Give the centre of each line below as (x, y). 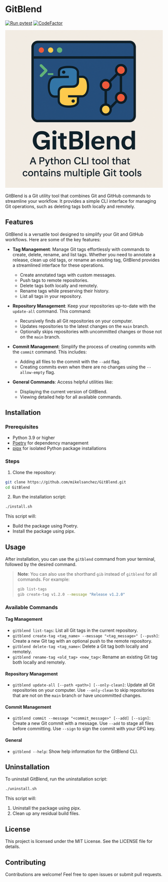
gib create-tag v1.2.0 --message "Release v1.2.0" (71, 595)
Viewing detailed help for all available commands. (71, 397)
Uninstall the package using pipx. (47, 808)
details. (13, 846)
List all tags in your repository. (51, 296)
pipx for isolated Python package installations (59, 449)
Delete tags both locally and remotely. (59, 285)
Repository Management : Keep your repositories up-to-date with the (84, 306)
